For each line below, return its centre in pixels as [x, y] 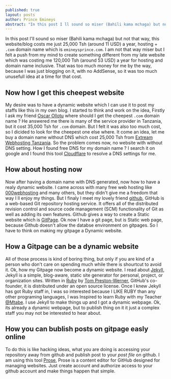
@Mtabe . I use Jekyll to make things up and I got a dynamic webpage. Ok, [83, 302]
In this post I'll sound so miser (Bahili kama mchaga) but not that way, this [82, 39]
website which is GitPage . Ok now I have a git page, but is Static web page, [84, 220]
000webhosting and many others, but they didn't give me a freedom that [81, 193]
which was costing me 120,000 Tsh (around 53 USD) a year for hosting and [84, 60]
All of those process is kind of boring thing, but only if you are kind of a [80, 259]
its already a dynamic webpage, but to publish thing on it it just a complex [82, 307]
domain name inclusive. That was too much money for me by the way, [79, 66]
